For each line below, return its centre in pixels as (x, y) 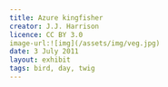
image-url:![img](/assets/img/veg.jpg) (85, 43)
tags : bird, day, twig (52, 69)
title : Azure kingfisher (56, 18)
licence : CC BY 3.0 (46, 34)
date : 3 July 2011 (44, 52)
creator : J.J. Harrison (54, 26)
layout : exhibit (40, 60)
